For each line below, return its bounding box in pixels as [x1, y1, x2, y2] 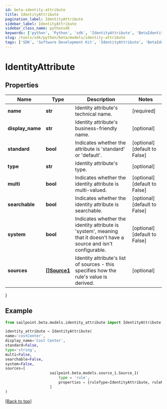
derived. [75, 279, 94, 286]
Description [86, 96, 115, 103]
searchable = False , [5, 357, 43, 362]
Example [5, 307, 33, 315]
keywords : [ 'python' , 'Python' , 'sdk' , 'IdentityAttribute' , [5, 30, 135, 35]
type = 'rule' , [58, 375, 90, 381]
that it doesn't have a [75, 234, 124, 241]
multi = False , [5, 352, 32, 357]
